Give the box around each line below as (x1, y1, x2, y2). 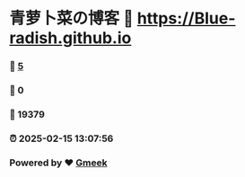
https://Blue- (136, 8, 236, 29)
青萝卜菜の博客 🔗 (9, 8, 135, 29)
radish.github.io (9, 28, 132, 49)
